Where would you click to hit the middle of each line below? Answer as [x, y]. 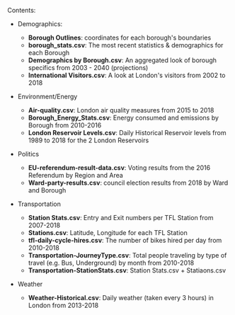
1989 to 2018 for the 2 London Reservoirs [88, 140]
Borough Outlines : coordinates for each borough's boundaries [120, 38]
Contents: [22, 10]
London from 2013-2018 [63, 305]
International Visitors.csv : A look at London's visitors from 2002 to [127, 75]
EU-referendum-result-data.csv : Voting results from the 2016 [119, 168]
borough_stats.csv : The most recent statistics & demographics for [126, 45]
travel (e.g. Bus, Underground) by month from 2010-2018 [111, 263]
